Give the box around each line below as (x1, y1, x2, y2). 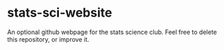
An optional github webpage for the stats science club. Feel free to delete (7, 28, 217, 36)
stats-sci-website (7, 5, 112, 21)
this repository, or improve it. (7, 35, 89, 43)
